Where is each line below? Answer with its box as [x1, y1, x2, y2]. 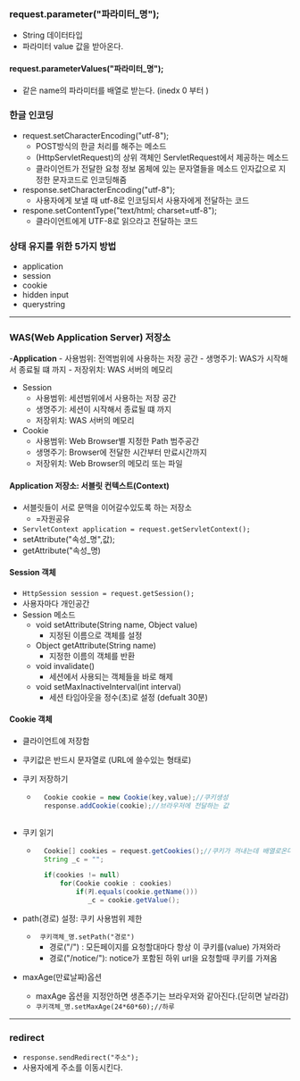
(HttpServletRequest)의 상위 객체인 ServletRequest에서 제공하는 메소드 [35, 152, 289, 163]
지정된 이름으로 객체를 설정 [48, 630, 143, 641]
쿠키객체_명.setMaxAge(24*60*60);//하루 [35, 1002, 175, 1011]
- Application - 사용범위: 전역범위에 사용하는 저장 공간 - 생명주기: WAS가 [9, 353, 265, 364]
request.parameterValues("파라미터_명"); [9, 63, 164, 73]
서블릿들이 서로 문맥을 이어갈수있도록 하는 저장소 [21, 502, 192, 513]
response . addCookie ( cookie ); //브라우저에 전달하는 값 [43, 801, 229, 810]
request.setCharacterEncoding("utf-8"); [21, 130, 170, 140]
